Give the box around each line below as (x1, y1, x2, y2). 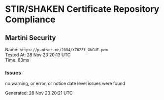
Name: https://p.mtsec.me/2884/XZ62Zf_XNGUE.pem (5, 47, 108, 52)
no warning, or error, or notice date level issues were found (5, 80, 126, 87)
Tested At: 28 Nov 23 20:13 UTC (5, 52, 71, 58)
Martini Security (5, 33, 56, 42)
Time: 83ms (5, 57, 30, 63)
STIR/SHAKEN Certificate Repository (5, 3, 160, 15)
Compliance (5, 14, 56, 25)
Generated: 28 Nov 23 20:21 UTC (5, 90, 73, 96)
